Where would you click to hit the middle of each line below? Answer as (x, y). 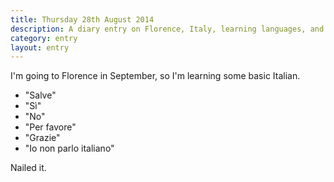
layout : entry (40, 47)
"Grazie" (42, 138)
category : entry (44, 38)
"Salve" (40, 95)
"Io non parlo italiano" (69, 148)
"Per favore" (50, 127)
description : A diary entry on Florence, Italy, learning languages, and (167, 29)
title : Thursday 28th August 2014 (82, 19)
